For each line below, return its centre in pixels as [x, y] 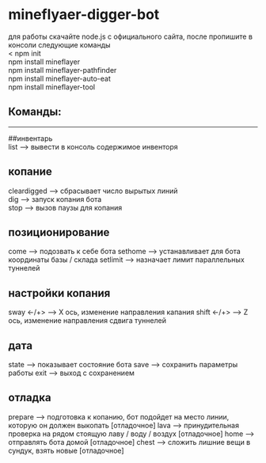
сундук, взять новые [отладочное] [66, 450]
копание [30, 172]
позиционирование [59, 232]
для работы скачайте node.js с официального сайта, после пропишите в [131, 36]
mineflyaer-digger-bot [84, 15]
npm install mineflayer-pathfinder [63, 70]
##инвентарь [30, 138]
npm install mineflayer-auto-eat [59, 78]
